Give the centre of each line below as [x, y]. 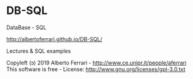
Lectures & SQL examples [39, 51]
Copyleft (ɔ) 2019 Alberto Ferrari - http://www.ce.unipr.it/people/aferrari [96, 63]
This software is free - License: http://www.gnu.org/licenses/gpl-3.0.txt [96, 69]
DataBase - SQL [26, 27]
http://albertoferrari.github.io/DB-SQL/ [54, 39]
